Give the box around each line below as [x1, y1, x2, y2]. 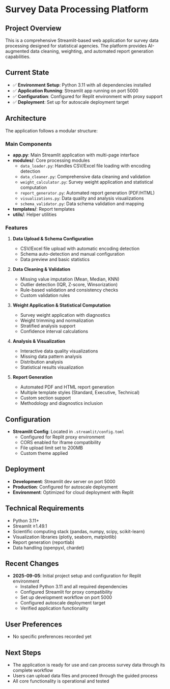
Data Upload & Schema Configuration [12, 236, 94, 242]
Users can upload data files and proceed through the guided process [12, 673, 158, 679]
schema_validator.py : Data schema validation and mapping [20, 200, 144, 207]
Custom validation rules [20, 292, 70, 298]
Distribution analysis [20, 359, 63, 365]
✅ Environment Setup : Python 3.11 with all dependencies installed [12, 81, 151, 88]
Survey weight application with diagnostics [20, 312, 110, 318]
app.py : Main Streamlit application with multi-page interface [12, 152, 139, 158]
